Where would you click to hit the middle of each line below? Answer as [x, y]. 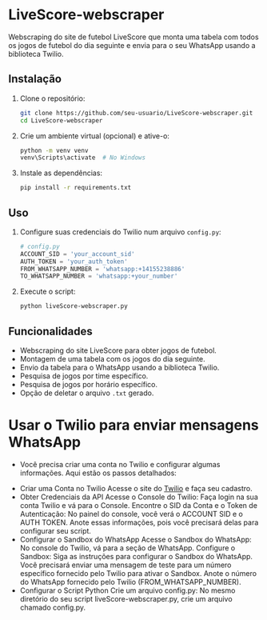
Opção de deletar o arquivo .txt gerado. [87, 393]
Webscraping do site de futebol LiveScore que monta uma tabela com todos [133, 37]
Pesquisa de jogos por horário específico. [89, 384]
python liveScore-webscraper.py [74, 306]
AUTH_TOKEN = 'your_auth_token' [74, 262]
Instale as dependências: [61, 173]
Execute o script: [48, 292]
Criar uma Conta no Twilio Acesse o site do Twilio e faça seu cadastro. [136, 488]
